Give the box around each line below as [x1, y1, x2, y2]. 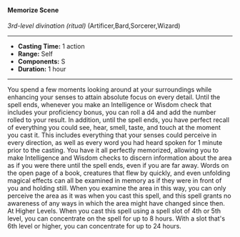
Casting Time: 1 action [17, 42, 85, 51]
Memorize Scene [7, 6, 59, 14]
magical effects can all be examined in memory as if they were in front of [7, 176, 222, 185]
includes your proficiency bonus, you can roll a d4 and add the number [7, 108, 216, 117]
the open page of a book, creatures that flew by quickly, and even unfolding [7, 168, 231, 178]
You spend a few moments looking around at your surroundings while [7, 86, 212, 94]
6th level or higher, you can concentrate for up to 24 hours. [7, 222, 182, 231]
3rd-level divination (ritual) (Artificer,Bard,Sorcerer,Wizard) [7, 21, 181, 30]
